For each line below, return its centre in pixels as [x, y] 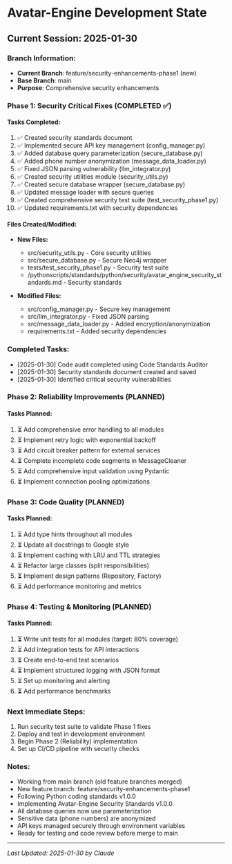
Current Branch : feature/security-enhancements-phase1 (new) [107, 73]
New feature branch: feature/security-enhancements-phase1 [104, 789]
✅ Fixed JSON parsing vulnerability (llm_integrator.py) [94, 169]
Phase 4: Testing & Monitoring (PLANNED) [79, 606]
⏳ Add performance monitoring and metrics [79, 586]
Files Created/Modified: [42, 224]
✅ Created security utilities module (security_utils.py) [93, 177]
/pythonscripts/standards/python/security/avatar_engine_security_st [125, 275]
